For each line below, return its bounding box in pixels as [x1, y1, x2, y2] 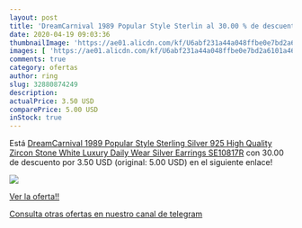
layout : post [9, 13, 58, 22]
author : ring [9, 72, 58, 81]
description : [9, 88, 58, 97]
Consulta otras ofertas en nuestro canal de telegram [9, 208, 203, 220]
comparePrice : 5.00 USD [9, 105, 99, 114]
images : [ [9, 47, 47, 56]
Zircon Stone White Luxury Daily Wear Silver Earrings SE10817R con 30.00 [9, 147, 285, 158]
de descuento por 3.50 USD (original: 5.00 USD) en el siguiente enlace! [9, 157, 273, 168]
